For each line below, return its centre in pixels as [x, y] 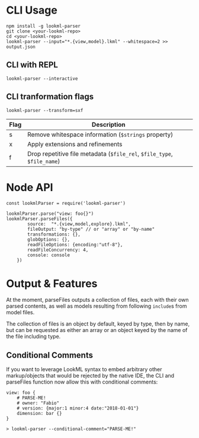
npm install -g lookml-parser [44, 26]
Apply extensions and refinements [75, 144]
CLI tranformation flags [50, 97]
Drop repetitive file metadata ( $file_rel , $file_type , [100, 153]
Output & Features [52, 283]
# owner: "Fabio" [38, 403]
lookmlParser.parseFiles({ [39, 219]
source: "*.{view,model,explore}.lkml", [79, 224]
